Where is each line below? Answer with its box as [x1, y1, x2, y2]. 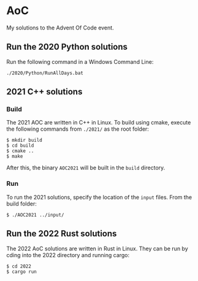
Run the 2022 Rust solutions [6, 228, 117, 239]
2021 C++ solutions [6, 87, 83, 97]
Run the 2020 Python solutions [6, 42, 128, 52]
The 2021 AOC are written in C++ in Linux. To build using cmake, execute [6, 119, 191, 126]
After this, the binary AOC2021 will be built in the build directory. [6, 164, 166, 172]
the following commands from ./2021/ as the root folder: [6, 125, 149, 133]
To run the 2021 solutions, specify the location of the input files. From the [6, 193, 192, 201]
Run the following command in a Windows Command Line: [6, 58, 154, 65]
